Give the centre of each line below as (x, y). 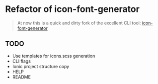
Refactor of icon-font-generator (73, 9)
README (22, 77)
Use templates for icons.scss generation (54, 56)
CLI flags (22, 61)
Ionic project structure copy (41, 66)
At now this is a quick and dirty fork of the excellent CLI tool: (79, 23)
